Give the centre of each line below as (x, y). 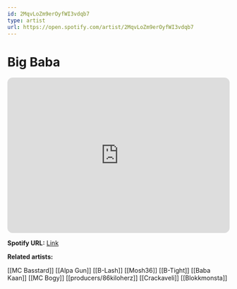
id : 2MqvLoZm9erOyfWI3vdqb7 (49, 14)
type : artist (26, 20)
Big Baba (34, 62)
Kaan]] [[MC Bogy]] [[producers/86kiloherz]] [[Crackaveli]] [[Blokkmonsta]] (117, 278)
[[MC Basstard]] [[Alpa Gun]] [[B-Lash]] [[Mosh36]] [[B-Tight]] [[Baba (109, 271)
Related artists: (30, 257)
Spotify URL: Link (33, 243)
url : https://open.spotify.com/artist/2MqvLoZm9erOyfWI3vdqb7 (101, 27)
